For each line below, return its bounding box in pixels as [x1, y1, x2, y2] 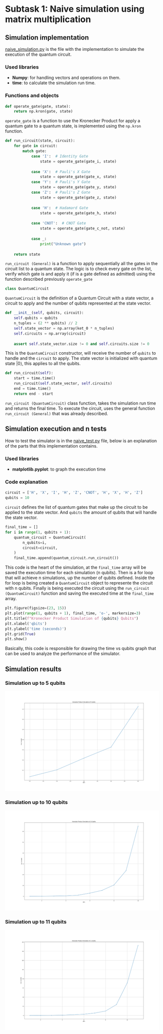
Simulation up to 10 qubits [5, 799, 68, 806]
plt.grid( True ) [5, 631, 36, 636]
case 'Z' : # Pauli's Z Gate [31, 190, 91, 195]
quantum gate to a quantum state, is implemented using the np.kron [5, 123, 142, 129]
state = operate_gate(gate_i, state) [40, 159, 117, 164]
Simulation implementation [5, 33, 89, 42]
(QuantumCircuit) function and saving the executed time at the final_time [5, 590, 154, 596]
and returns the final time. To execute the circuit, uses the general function [5, 405, 155, 411]
